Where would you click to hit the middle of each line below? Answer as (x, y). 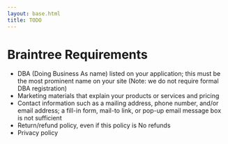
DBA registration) (42, 88)
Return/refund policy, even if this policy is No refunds (94, 125)
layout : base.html (34, 14)
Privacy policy (38, 133)
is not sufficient (39, 118)
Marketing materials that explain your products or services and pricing (118, 96)
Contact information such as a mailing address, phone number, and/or (118, 103)
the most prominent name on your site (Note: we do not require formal (118, 81)
